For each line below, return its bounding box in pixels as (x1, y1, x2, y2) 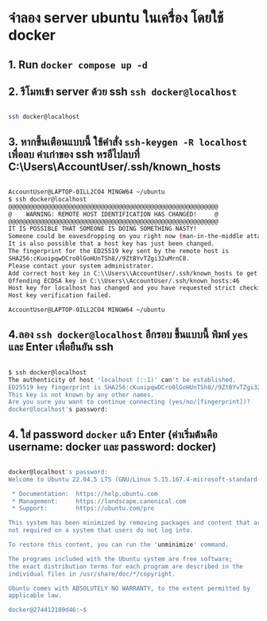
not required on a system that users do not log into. (8, 526, 194, 534)
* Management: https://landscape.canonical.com (11, 497, 187, 506)
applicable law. (8, 592, 62, 600)
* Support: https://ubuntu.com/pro (11, 505, 155, 513)
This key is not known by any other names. (8, 391, 155, 399)
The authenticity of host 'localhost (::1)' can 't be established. (8, 376, 237, 384)
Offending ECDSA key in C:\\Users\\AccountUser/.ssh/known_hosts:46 (8, 276, 240, 285)
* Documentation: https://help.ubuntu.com (11, 490, 158, 498)
